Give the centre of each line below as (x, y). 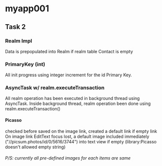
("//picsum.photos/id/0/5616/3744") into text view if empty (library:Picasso (81, 141)
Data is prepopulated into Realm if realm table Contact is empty (69, 51)
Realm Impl (19, 41)
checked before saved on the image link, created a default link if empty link (81, 131)
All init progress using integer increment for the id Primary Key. (69, 75)
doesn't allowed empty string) (35, 147)
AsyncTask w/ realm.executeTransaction (55, 88)
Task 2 (15, 27)
